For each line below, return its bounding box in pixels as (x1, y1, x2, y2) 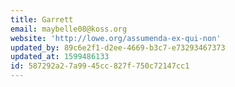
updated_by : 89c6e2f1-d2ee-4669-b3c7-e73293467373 (10, 42, 226, 53)
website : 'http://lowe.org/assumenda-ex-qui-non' (10, 33, 222, 43)
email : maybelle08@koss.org (10, 24, 128, 34)
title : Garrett (10, 14, 74, 25)
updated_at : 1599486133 (10, 52, 110, 62)
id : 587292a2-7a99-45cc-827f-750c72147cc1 (10, 61, 190, 71)
